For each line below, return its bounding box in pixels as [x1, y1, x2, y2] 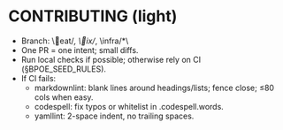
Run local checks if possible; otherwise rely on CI [20, 54, 201, 65]
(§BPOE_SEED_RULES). [20, 64, 107, 74]
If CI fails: [20, 73, 57, 83]
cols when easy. [34, 91, 94, 103]
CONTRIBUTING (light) [8, 6, 178, 27]
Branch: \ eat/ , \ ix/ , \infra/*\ [20, 35, 129, 46]
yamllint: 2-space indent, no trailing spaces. [34, 111, 195, 121]
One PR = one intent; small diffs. [20, 44, 139, 55]
